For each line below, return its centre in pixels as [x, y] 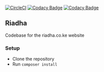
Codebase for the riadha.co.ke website [45, 35]
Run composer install [35, 64]
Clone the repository [33, 59]
